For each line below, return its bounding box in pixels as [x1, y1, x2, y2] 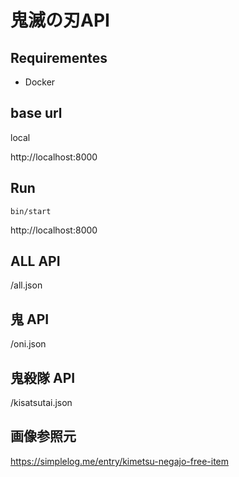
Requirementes [10, 49, 108, 66]
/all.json [10, 279, 43, 291]
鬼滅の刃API [10, 9, 110, 32]
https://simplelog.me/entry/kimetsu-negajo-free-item [10, 455, 230, 467]
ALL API [10, 253, 61, 270]
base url [10, 105, 63, 122]
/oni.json [10, 338, 47, 350]
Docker [24, 76, 56, 88]
